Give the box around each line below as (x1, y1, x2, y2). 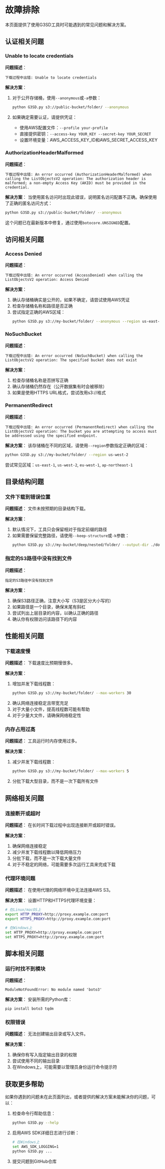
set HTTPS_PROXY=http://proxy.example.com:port (5, 934, 105, 939)
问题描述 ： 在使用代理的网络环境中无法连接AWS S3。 (5, 887, 113, 893)
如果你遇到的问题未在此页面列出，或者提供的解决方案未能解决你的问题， (5, 1094, 151, 1100)
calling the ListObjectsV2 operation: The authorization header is (5, 176, 146, 181)
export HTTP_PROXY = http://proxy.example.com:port (5, 912, 109, 917)
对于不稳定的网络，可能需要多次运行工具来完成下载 (12, 861, 116, 867)
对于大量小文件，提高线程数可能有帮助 (12, 706, 90, 712)
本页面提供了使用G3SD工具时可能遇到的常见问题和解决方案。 (5, 22, 129, 28)
